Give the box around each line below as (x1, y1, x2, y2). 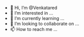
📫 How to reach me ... (10, 26, 58, 32)
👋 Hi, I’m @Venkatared (10, 5, 58, 10)
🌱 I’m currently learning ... (10, 15, 65, 21)
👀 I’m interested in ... (10, 10, 53, 16)
